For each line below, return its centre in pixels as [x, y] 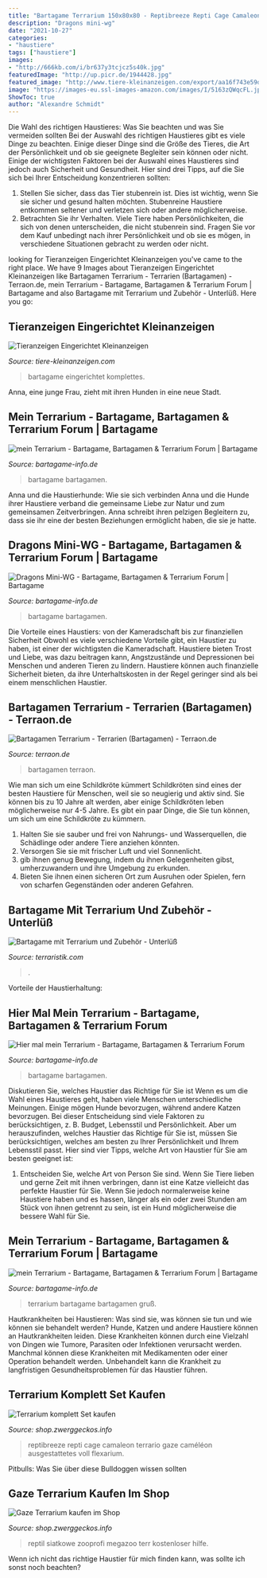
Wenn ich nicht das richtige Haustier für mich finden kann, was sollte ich [127, 1559]
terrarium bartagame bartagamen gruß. [92, 1303]
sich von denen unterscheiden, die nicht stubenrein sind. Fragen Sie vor [137, 227]
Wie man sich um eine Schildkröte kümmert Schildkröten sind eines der [125, 785]
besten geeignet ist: [41, 1158]
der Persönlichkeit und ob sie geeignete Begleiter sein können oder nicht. [128, 153]
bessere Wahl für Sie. [55, 1216]
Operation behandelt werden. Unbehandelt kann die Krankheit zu [115, 1361]
